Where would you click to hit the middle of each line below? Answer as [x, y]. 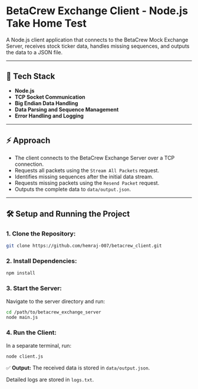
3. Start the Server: [34, 289]
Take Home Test [46, 23]
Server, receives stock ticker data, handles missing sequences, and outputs [98, 46]
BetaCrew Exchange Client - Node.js [97, 11]
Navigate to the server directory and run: [55, 301]
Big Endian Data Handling [46, 103]
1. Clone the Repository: [41, 233]
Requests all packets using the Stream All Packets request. [87, 170]
